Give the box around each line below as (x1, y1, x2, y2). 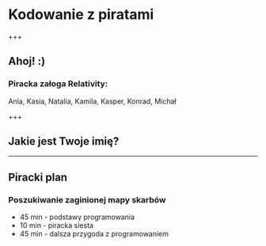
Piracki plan (8, 170, 68, 184)
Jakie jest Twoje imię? (8, 134, 120, 148)
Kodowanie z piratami (8, 6, 154, 24)
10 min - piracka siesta (19, 221, 93, 230)
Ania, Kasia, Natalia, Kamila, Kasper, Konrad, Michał (8, 97, 177, 106)
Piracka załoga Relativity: (8, 78, 108, 89)
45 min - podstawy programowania (19, 212, 135, 222)
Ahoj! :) (8, 55, 46, 68)
